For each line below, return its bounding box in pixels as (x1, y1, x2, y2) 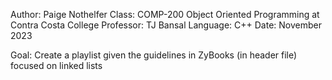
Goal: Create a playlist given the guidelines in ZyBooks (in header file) (10, 49, 298, 61)
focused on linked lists (10, 60, 103, 71)
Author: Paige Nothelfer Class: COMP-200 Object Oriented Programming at (10, 9, 320, 20)
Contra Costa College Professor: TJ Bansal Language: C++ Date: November (10, 19, 322, 31)
